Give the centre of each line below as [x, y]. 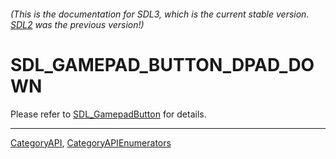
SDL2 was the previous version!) [77, 24]
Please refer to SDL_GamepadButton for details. [108, 114]
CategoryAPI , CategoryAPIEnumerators [91, 142]
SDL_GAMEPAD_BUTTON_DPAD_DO [162, 64]
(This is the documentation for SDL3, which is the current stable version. [160, 14]
